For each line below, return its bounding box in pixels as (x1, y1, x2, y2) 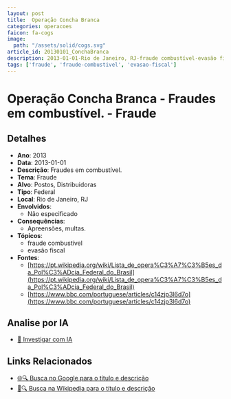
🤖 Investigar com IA (16, 335, 73, 344)
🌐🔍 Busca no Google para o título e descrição (16, 374, 149, 382)
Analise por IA (7, 317, 69, 329)
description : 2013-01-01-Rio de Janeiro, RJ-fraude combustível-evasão (7, 55, 217, 62)
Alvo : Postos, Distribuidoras (16, 180, 97, 188)
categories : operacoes (7, 23, 72, 30)
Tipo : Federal (16, 187, 56, 196)
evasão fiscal (27, 246, 65, 255)
